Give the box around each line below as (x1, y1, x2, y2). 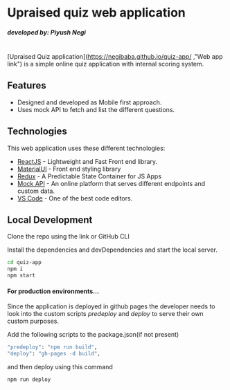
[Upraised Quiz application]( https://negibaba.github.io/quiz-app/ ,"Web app (7, 52, 223, 60)
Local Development (7, 214, 93, 225)
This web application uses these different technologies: (7, 144, 166, 152)
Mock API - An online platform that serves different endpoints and (17, 179, 206, 187)
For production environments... (7, 287, 99, 295)
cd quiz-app (7, 259, 42, 266)
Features (7, 80, 46, 91)
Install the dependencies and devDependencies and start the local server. (7, 245, 218, 254)
